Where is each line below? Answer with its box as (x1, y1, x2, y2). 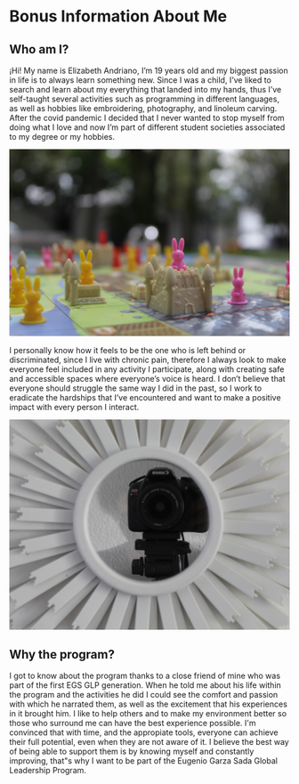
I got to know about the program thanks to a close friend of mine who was (9, 670, 281, 682)
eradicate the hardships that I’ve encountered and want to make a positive (9, 392, 282, 402)
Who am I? (9, 42, 69, 57)
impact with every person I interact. (9, 401, 140, 412)
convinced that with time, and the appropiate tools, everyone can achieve (9, 727, 279, 738)
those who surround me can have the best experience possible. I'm (9, 718, 256, 729)
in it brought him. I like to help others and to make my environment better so (9, 708, 287, 719)
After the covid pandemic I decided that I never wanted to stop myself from (9, 113, 285, 123)
